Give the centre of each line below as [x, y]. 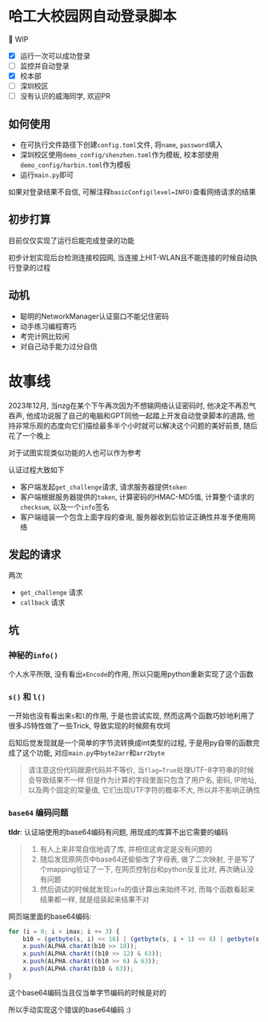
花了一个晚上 [29, 435]
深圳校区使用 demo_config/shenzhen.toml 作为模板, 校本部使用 [119, 155]
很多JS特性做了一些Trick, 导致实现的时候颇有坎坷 [89, 726]
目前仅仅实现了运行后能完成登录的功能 [71, 240]
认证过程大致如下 [36, 470]
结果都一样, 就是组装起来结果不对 [94, 899]
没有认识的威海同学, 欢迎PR [65, 96]
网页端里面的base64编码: [50, 916]
